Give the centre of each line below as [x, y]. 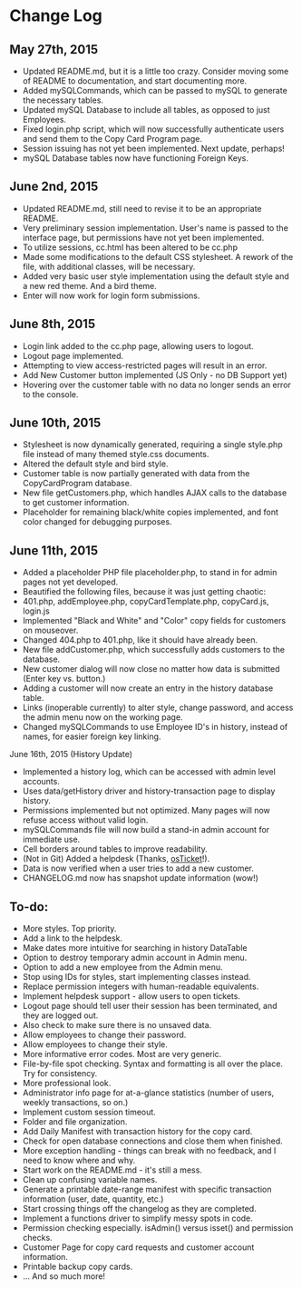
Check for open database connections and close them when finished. [152, 1141]
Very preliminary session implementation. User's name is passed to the [155, 227]
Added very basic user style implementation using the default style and [156, 276]
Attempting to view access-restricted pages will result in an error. [145, 365]
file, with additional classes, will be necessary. [109, 266]
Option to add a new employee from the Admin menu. [122, 967]
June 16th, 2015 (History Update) [71, 754]
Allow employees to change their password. [104, 1035]
